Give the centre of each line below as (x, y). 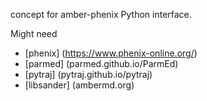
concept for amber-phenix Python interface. (101, 14)
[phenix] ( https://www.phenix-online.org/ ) (111, 53)
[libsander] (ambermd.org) (79, 85)
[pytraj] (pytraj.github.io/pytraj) (88, 74)
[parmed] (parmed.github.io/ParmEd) (101, 63)
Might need (34, 33)
